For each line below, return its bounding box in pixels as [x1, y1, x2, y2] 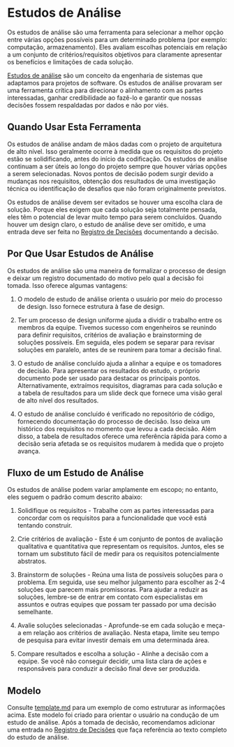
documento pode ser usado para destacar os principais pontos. [17, 374, 201, 382]
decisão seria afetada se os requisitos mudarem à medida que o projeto [17, 439, 224, 448]
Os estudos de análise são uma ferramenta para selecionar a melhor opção [7, 28, 224, 36]
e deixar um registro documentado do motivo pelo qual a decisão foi [7, 274, 204, 282]
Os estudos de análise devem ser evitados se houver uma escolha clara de [7, 198, 224, 206]
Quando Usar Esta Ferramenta [7, 121, 142, 133]
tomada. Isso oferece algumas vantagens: [7, 281, 128, 289]
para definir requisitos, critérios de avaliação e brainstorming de [17, 331, 203, 339]
